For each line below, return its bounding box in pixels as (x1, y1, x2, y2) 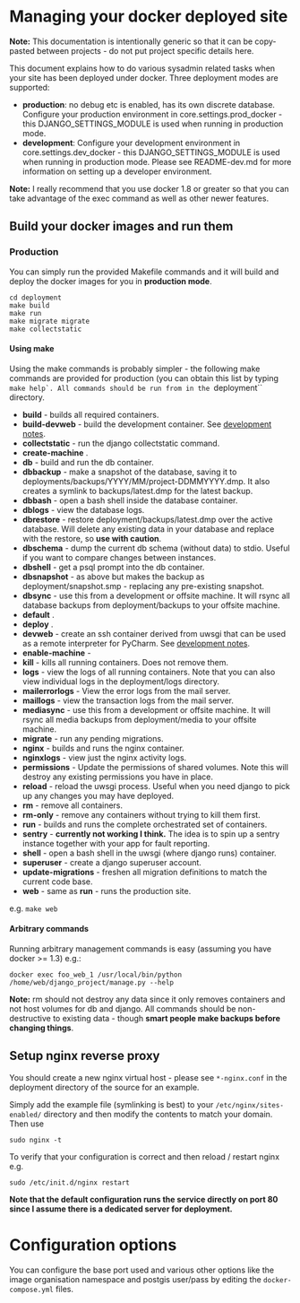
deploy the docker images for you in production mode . (9, 275, 212, 286)
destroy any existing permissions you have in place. (21, 771, 213, 782)
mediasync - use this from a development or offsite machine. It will (21, 704, 271, 715)
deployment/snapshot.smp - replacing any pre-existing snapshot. (21, 580, 265, 591)
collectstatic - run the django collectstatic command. (21, 438, 220, 448)
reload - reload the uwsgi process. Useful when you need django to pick (21, 780, 291, 791)
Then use (9, 1118, 45, 1129)
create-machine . (21, 447, 89, 458)
